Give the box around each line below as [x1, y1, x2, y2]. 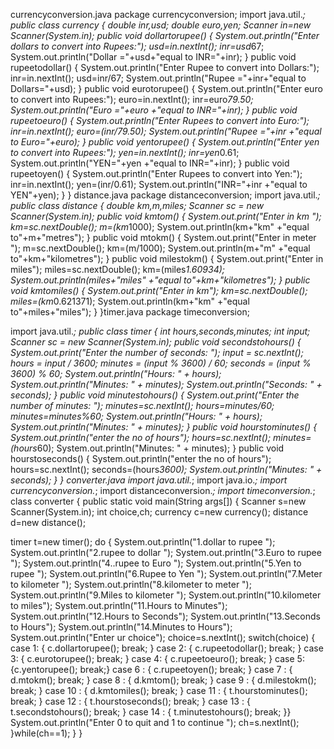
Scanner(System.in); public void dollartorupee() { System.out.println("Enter [10, 30, 320, 41]
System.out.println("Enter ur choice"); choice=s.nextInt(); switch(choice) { [10, 632, 316, 643]
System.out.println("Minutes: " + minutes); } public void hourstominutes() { [10, 421, 318, 433]
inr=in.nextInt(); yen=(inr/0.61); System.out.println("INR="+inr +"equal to [10, 179, 308, 190]
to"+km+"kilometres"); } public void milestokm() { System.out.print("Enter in [10, 253, 324, 264]
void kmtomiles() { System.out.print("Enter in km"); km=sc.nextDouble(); [10, 285, 308, 296]
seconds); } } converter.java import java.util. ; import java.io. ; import [10, 474, 288, 486]
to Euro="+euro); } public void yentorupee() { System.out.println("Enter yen [10, 136, 320, 148]
